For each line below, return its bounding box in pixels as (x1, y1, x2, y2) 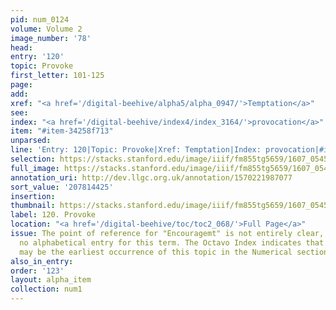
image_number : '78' (10, 33, 92, 43)
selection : (10, 154, 56, 164)
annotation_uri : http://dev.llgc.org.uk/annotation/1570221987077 (10, 172, 293, 183)
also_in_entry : (10, 256, 74, 266)
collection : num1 (10, 284, 83, 295)
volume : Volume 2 (10, 24, 83, 34)
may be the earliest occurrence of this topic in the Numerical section (19, 247, 329, 257)
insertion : (10, 191, 56, 201)
